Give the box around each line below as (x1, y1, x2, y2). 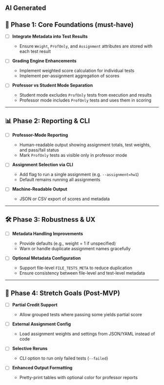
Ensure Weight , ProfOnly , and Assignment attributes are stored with (19, 43, 153, 49)
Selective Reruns (12, 345, 48, 351)
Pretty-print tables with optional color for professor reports (19, 375, 138, 381)
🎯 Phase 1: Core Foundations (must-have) (5, 21, 134, 29)
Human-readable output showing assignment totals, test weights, (19, 142, 151, 148)
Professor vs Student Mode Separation (12, 83, 93, 88)
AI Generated (5, 4, 46, 12)
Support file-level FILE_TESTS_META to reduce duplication (19, 265, 133, 271)
